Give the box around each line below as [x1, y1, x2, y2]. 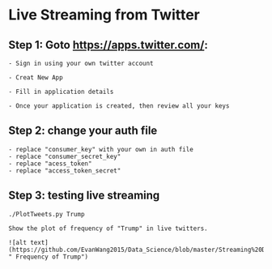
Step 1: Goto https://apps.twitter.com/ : [8, 38, 208, 52]
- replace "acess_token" [8, 160, 92, 168]
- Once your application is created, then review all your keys [8, 102, 230, 110]
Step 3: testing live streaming [8, 189, 160, 203]
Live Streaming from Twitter [8, 6, 200, 24]
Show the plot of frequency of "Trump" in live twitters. [8, 224, 208, 233]
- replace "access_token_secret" [8, 166, 121, 175]
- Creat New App [8, 74, 63, 82]
